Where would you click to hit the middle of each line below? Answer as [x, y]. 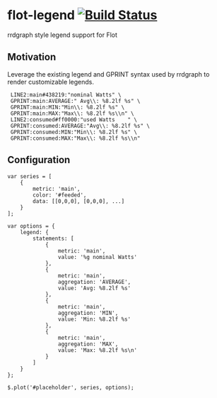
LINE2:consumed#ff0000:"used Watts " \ [74, 120]
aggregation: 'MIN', [88, 313]
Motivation [32, 57]
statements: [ [53, 238]
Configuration [39, 160]
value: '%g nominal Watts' [98, 257]
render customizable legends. [51, 82]
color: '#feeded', [60, 195]
